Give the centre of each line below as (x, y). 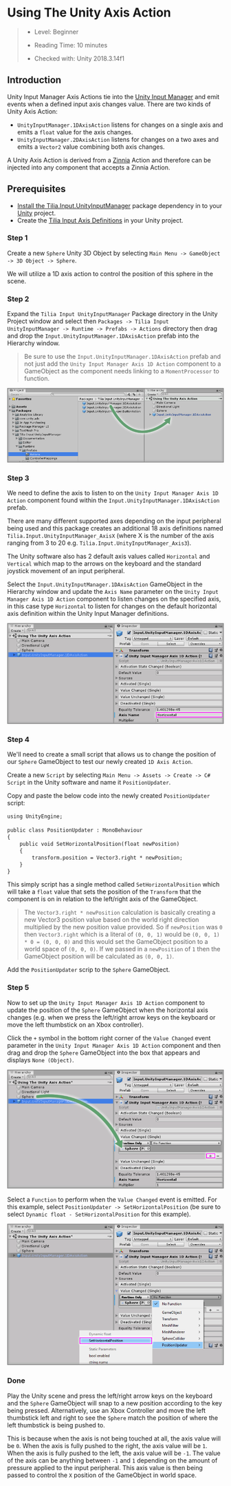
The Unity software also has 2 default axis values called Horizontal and (109, 557)
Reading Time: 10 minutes (71, 45)
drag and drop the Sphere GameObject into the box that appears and (104, 1053)
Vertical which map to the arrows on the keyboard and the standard (104, 564)
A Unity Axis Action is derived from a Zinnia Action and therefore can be (109, 160)
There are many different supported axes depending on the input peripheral (114, 521)
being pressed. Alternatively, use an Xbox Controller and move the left (107, 1410)
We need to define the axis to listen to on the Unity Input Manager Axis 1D (113, 493)
